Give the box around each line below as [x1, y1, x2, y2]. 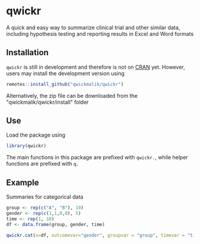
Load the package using [6, 131, 65, 138]
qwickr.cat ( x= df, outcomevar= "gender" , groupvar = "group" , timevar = [6, 232, 185, 238]
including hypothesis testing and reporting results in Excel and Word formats [6, 30, 194, 37]
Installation [6, 48, 49, 58]
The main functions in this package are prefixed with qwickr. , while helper [6, 154, 189, 161]
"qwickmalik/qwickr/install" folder [6, 98, 89, 106]
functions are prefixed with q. [6, 160, 79, 168]
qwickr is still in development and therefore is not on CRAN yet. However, [6, 63, 186, 70]
